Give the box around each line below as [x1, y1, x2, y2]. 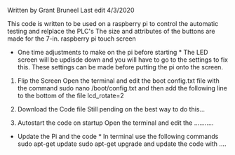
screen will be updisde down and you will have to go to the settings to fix [17, 55, 228, 64]
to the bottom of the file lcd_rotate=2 [17, 91, 124, 100]
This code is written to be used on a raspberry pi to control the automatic [7, 20, 219, 27]
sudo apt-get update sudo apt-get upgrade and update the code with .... [17, 140, 227, 148]
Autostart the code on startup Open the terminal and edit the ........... [17, 119, 214, 127]
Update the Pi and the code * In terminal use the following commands [17, 133, 219, 140]
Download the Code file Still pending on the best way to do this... [17, 105, 206, 113]
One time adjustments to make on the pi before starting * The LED [17, 48, 208, 56]
